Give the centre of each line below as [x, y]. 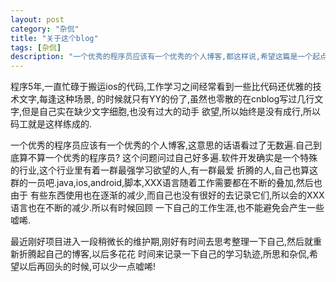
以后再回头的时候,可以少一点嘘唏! [87, 267]
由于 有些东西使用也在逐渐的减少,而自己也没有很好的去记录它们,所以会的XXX [167, 195]
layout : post [37, 19]
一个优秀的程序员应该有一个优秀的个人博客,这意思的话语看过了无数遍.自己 [162, 145]
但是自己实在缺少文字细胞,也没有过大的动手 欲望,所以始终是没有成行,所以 [171, 112]
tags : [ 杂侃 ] [36, 47]
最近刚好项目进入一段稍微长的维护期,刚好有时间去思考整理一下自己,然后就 [162, 242]
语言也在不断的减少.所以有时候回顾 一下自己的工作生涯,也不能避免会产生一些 [167, 208]
